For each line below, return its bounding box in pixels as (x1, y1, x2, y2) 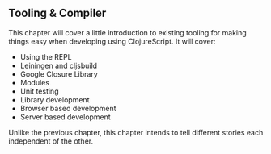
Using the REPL (19, 52, 73, 61)
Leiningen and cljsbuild (19, 60, 98, 70)
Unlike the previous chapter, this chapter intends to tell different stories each (8, 127, 264, 137)
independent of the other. (8, 136, 94, 146)
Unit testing (19, 86, 59, 96)
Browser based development (19, 103, 116, 113)
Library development (19, 94, 90, 104)
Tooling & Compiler (8, 6, 107, 20)
